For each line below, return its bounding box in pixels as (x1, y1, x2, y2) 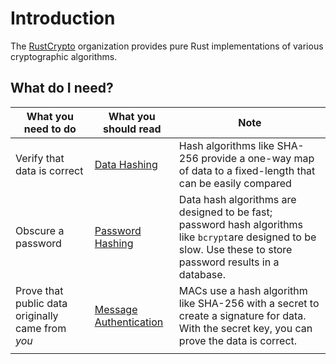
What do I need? (10, 80, 114, 97)
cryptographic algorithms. (10, 50, 118, 62)
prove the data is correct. (178, 333, 298, 347)
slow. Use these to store (178, 242, 293, 256)
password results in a (178, 255, 280, 269)
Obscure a (15, 223, 65, 237)
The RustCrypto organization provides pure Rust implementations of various (10, 40, 324, 52)
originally (15, 308, 59, 322)
